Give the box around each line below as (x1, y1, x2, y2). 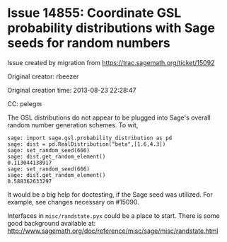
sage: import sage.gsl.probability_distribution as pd (7, 134, 173, 142)
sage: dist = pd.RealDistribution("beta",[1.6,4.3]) (7, 140, 166, 148)
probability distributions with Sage (7, 20, 216, 36)
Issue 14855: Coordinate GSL (7, 5, 182, 21)
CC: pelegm (7, 99, 42, 108)
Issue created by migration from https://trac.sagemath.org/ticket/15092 (7, 58, 215, 67)
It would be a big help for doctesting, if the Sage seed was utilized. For (7, 190, 214, 199)
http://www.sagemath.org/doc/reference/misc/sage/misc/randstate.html (7, 226, 219, 235)
